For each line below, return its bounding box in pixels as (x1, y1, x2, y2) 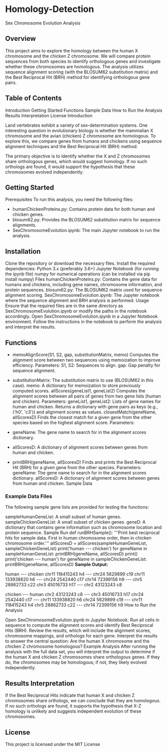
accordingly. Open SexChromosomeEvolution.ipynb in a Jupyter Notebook (5, 313, 158, 320)
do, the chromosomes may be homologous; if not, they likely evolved (5, 659, 147, 665)
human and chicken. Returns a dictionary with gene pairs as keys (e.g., (12, 404, 158, 409)
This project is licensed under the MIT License (5, 741, 101, 747)
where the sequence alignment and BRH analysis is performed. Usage (5, 298, 150, 304)
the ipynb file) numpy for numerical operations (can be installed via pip (5, 271, 151, 277)
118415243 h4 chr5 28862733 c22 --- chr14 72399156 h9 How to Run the (5, 602, 156, 608)
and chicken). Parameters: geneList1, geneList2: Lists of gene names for (12, 398, 161, 404)
